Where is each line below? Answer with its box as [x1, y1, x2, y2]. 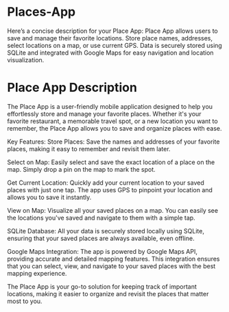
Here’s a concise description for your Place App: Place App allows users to [7, 27, 218, 35]
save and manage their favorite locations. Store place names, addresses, [7, 34, 213, 42]
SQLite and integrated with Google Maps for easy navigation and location [7, 49, 214, 57]
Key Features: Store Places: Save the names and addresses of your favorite [7, 138, 220, 146]
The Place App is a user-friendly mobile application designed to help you [7, 102, 213, 110]
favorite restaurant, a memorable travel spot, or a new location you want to [7, 117, 218, 125]
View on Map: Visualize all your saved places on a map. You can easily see [7, 206, 218, 214]
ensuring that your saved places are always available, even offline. [7, 234, 195, 242]
